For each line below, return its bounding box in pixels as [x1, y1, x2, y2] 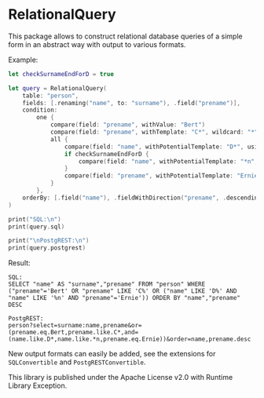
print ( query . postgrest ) [8, 244, 86, 252]
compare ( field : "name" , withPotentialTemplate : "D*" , [64, 143, 244, 151]
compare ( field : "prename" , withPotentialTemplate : [64, 172, 234, 180]
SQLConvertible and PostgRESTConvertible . [8, 357, 147, 367]
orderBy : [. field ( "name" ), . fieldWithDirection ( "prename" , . [22, 194, 226, 202]
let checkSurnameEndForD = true [8, 70, 114, 78]
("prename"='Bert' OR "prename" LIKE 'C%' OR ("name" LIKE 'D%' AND [8, 287, 237, 295]
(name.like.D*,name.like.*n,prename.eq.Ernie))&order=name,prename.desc [8, 335, 251, 343]
